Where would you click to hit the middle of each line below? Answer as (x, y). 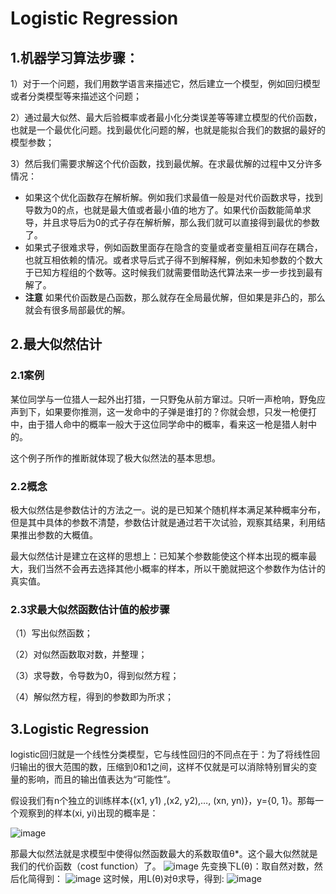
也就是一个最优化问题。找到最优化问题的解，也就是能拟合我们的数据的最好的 (168, 130)
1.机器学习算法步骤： (75, 57)
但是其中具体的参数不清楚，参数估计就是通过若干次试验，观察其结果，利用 (163, 522)
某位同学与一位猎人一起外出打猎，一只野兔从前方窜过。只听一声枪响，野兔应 (168, 399)
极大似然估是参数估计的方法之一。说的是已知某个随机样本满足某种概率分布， (168, 509)
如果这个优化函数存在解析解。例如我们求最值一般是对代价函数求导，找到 (173, 197)
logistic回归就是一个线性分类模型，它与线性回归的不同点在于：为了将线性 (161, 754)
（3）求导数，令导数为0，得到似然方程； (95, 676)
